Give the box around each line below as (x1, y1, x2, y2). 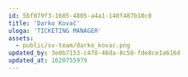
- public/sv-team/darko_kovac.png (15, 42, 130, 50)
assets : (8, 34, 34, 43)
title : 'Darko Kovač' (8, 19, 81, 27)
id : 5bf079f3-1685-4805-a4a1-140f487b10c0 (8, 11, 152, 20)
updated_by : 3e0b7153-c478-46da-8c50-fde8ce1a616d (8, 49, 181, 57)
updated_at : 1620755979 (8, 57, 88, 65)
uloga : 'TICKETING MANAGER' (8, 26, 102, 34)
